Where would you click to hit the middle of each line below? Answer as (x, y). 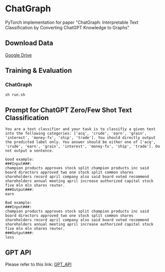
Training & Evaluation (39, 70)
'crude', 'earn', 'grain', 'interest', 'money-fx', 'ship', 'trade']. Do (83, 146)
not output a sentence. (30, 151)
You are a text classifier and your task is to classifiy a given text (80, 129)
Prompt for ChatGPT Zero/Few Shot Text (69, 110)
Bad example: (19, 203)
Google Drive (19, 55)
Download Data (29, 43)
